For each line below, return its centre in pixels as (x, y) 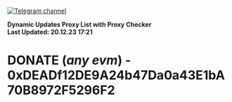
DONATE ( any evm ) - (69, 60)
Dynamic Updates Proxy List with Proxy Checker (79, 24)
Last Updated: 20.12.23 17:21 (50, 32)
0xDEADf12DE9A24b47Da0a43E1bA (116, 76)
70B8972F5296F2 (61, 90)
